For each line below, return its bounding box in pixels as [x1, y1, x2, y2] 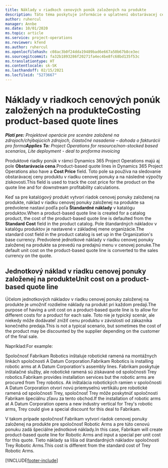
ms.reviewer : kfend [5, 40, 46, 45]
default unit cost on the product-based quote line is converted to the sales [5, 247, 158, 253]
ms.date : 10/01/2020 [5, 26, 48, 31]
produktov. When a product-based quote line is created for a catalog [5, 210, 145, 216]
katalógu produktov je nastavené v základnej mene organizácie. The [5, 226, 144, 232]
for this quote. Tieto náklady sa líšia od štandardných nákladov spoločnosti [5, 437, 159, 443]
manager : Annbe [5, 21, 37, 27]
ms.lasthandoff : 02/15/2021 [5, 68, 64, 73]
